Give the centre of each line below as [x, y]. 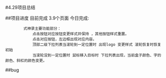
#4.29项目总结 [20, 7]
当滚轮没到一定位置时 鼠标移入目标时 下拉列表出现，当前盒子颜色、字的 [97, 55]
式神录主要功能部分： [43, 29]
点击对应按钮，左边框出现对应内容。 [65, 39]
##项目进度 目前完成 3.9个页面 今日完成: [47, 18]
